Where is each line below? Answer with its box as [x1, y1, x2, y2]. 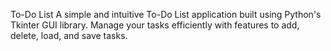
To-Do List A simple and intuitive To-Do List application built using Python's [10, 9, 322, 20]
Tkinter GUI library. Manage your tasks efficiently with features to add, [10, 19, 300, 31]
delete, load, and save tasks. [10, 30, 128, 41]
